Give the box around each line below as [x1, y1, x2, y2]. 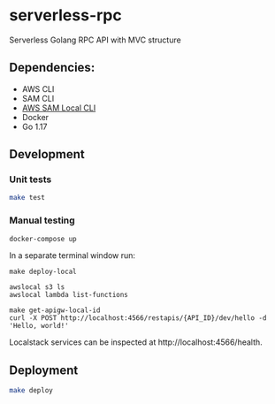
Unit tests [9, 173, 52, 186]
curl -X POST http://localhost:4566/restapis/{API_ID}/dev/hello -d [9, 314, 267, 323]
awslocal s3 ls [9, 283, 65, 292]
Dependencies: [9, 60, 95, 75]
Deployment [9, 362, 79, 377]
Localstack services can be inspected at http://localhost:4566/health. [9, 337, 263, 347]
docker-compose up [9, 234, 77, 243]
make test [9, 194, 46, 202]
